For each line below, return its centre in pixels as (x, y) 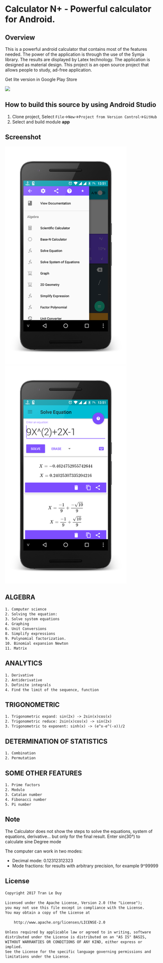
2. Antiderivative (24, 680)
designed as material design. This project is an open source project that (77, 65)
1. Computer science (26, 609)
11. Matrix (16, 648)
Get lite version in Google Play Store (41, 79)
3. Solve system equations (32, 619)
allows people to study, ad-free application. (49, 70)
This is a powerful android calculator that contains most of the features (76, 49)
